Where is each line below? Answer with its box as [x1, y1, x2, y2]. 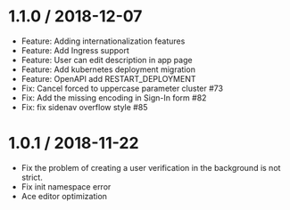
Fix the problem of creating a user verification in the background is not [21, 162, 281, 173]
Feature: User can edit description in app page [21, 54, 193, 65]
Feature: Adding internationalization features [21, 36, 186, 46]
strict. [21, 172, 44, 182]
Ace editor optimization [21, 190, 108, 201]
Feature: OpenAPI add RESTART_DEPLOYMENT [21, 73, 196, 84]
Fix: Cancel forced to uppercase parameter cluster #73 [21, 83, 224, 93]
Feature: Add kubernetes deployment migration [21, 64, 195, 75]
